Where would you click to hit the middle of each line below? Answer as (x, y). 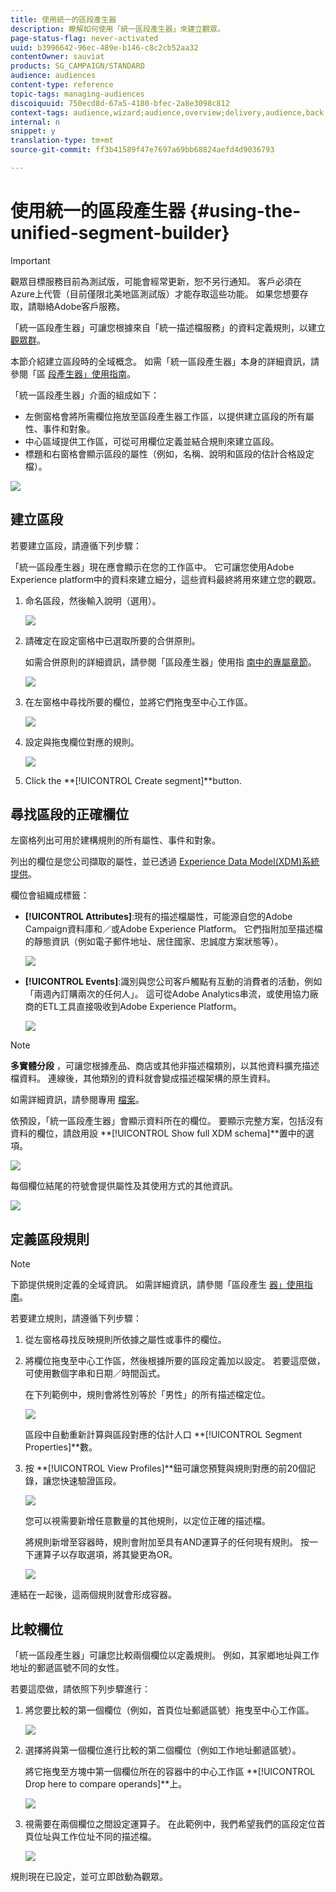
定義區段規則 (50, 1239)
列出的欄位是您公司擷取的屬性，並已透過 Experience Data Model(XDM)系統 (165, 862)
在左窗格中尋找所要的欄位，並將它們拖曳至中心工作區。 (138, 702)
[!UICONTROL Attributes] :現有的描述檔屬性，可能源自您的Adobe (158, 917)
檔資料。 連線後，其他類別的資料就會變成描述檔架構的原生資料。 (143, 1078)
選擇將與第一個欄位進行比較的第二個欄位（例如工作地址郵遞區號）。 (163, 1750)
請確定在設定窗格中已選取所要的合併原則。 (112, 640)
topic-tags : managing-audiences (77, 94)
